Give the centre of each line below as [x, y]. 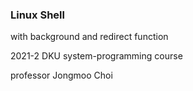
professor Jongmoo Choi [61, 75]
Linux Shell [37, 15]
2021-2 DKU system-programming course [96, 56]
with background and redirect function [89, 37]
